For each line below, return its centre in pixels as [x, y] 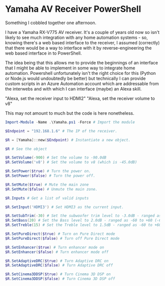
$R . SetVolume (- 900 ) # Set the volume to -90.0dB [56, 158]
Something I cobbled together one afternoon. [51, 23]
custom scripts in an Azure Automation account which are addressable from [82, 83]
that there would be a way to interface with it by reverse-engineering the [79, 48]
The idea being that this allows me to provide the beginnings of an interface [82, 63]
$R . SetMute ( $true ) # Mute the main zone [47, 185]
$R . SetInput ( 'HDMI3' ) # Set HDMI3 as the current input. [65, 207]
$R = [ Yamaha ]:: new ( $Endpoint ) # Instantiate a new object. [68, 140]
